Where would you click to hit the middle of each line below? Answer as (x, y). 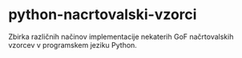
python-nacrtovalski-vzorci (103, 15)
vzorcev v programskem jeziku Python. (73, 44)
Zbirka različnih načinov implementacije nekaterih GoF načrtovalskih (121, 37)
